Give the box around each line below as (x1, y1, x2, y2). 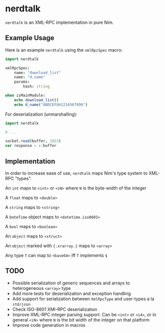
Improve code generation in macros (12, 322, 85, 328)
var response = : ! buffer (5, 143, 57, 148)
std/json (12, 302, 31, 307)
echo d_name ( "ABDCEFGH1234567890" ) (14, 102, 88, 107)
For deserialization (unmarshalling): (5, 111, 78, 117)
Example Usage (5, 34, 55, 42)
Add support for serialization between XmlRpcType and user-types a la (12, 296, 155, 302)
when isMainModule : (5, 93, 46, 98)
